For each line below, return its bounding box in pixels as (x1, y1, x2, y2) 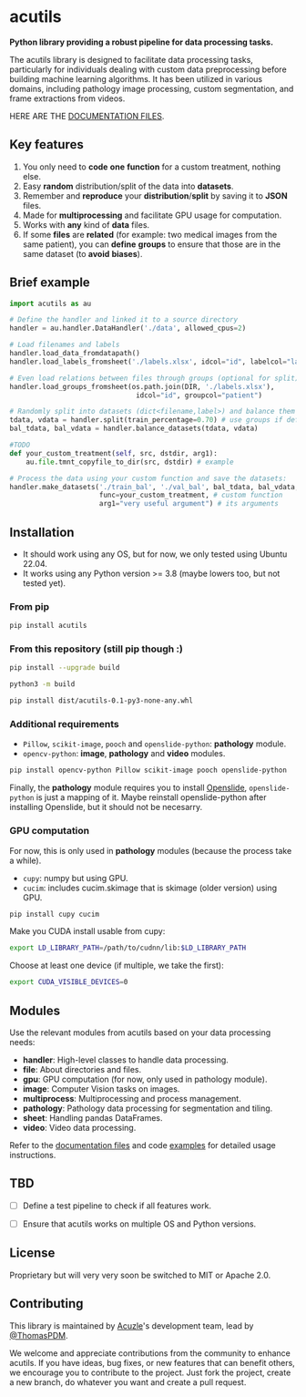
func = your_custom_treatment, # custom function (98, 490, 283, 500)
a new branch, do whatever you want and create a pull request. (9, 1376, 247, 1387)
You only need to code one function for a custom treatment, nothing (22, 161, 280, 172)
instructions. (9, 1150, 56, 1160)
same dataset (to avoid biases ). (22, 248, 143, 259)
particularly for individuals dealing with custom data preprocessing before (9, 64, 287, 75)
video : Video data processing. (22, 1123, 137, 1133)
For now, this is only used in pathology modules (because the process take (9, 845, 292, 856)
